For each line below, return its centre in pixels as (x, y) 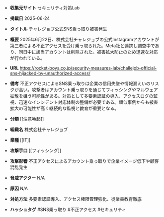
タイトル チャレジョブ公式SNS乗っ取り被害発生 (59, 29)
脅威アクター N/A (27, 178)
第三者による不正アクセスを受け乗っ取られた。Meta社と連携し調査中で (82, 46)
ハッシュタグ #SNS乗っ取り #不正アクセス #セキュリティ (68, 210)
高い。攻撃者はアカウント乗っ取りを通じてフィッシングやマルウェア (88, 90)
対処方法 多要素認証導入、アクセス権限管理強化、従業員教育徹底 (76, 199)
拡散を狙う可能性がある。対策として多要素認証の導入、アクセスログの (82, 96)
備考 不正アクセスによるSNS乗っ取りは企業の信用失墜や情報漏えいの (80, 83)
